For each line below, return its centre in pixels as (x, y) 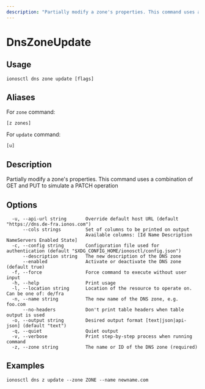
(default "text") (45, 326)
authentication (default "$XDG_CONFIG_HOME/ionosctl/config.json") (94, 251)
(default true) (26, 267)
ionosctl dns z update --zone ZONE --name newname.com (77, 380)
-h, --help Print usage (64, 283)
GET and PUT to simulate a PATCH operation (62, 186)
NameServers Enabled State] (42, 241)
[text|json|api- (166, 321)
